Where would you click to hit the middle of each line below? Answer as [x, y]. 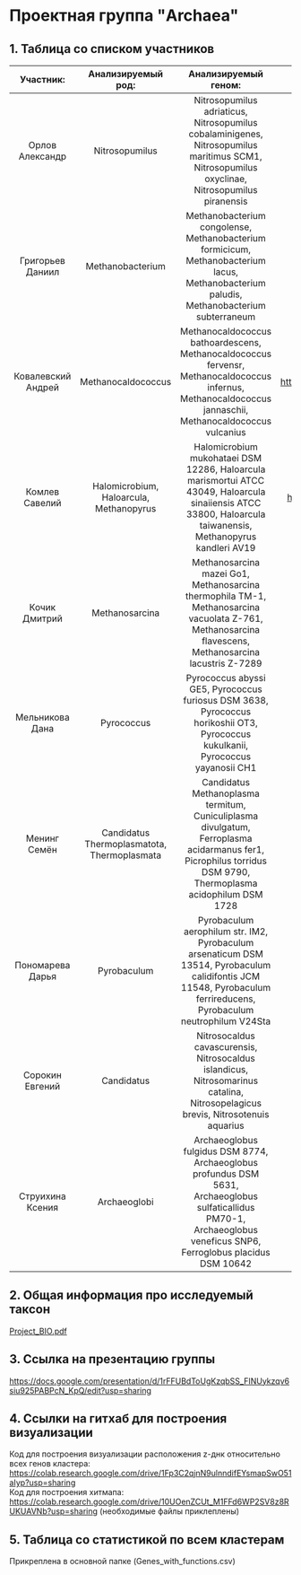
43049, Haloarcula [226, 492]
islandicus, [226, 1069]
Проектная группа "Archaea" [124, 16]
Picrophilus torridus [226, 861]
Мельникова [42, 717]
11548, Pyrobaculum [226, 988]
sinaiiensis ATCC [226, 503]
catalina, [226, 1092]
